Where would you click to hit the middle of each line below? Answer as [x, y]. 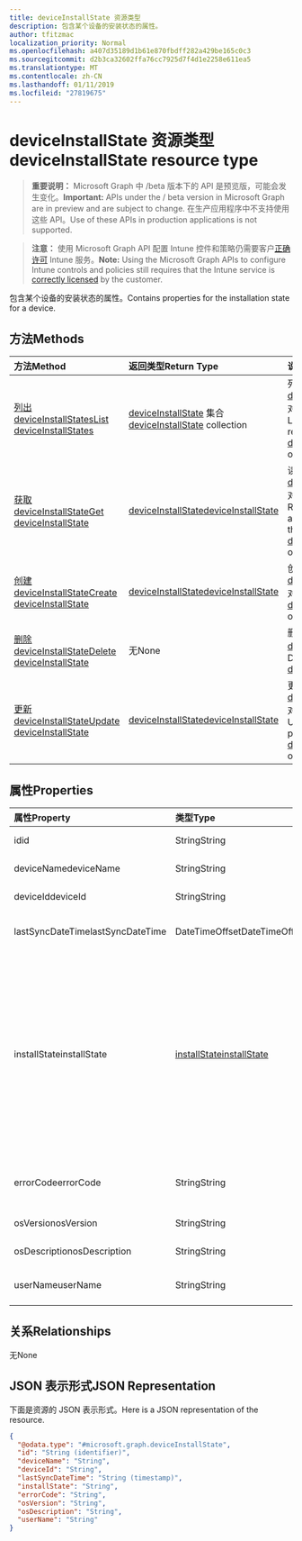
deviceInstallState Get [59, 512]
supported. [52, 230]
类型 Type [195, 818]
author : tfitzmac [42, 34]
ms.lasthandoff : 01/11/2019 [62, 85]
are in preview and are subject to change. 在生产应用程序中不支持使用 [160, 209]
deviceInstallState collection [188, 425]
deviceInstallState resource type [134, 160]
